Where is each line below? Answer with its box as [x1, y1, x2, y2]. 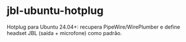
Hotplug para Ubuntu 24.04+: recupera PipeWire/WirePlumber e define [7, 23, 180, 30]
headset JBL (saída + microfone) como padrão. [7, 29, 122, 36]
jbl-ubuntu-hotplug [7, 4, 104, 17]
